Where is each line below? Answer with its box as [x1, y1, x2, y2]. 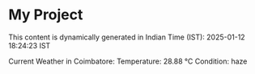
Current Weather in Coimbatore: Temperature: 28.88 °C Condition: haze [8, 56, 248, 66]
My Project [8, 6, 83, 24]
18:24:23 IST [8, 40, 51, 50]
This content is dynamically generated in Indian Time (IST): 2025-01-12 [8, 32, 245, 42]
